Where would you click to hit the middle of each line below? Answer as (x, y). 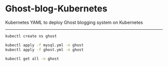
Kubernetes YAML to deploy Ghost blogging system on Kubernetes (74, 22)
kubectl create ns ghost (31, 36)
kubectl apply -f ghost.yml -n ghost (44, 50)
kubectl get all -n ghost (32, 59)
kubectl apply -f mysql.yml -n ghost (44, 45)
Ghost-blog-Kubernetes (56, 9)
